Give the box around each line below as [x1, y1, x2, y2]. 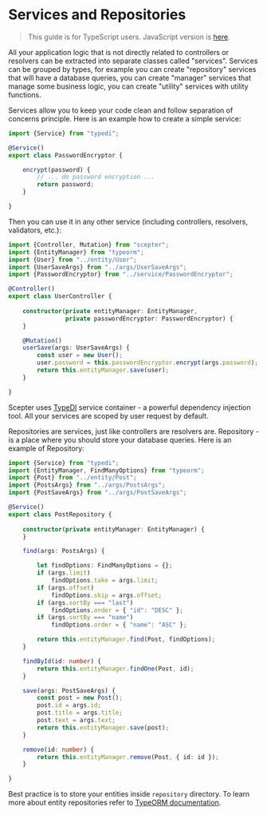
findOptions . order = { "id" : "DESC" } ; [50, 606, 183, 614]
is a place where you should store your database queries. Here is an [8, 435, 232, 444]
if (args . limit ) [37, 569, 91, 577]
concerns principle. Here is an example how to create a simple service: [8, 113, 241, 123]
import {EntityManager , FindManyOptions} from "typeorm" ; [8, 466, 205, 475]
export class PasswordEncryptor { [8, 151, 124, 159]
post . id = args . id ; [37, 702, 102, 710]
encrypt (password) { [22, 165, 91, 173]
